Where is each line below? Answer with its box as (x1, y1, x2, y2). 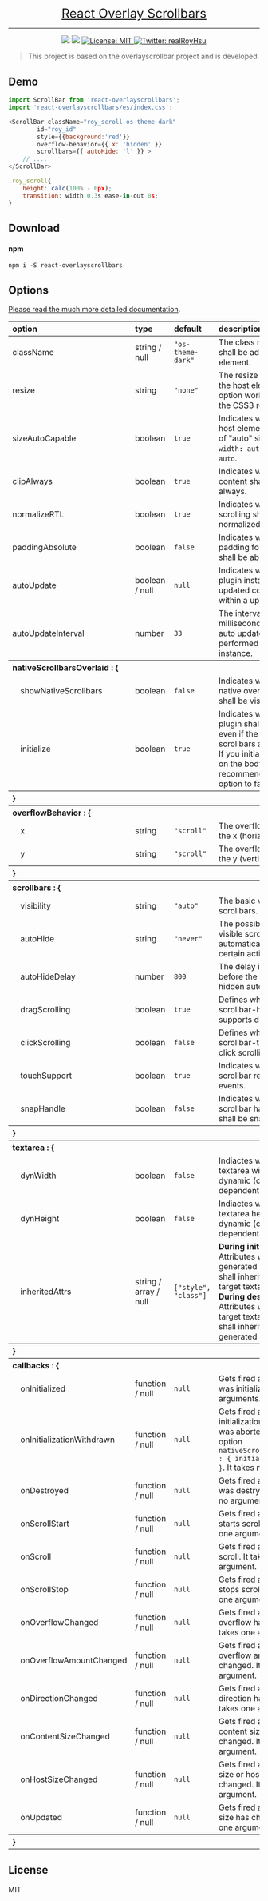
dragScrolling (20, 1004, 71, 1015)
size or (218, 1768, 244, 1779)
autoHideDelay (20, 971, 76, 982)
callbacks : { (12, 1360, 60, 1371)
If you (218, 748, 241, 759)
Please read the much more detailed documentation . (8, 304, 181, 314)
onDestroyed (20, 1484, 69, 1496)
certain (218, 948, 246, 959)
